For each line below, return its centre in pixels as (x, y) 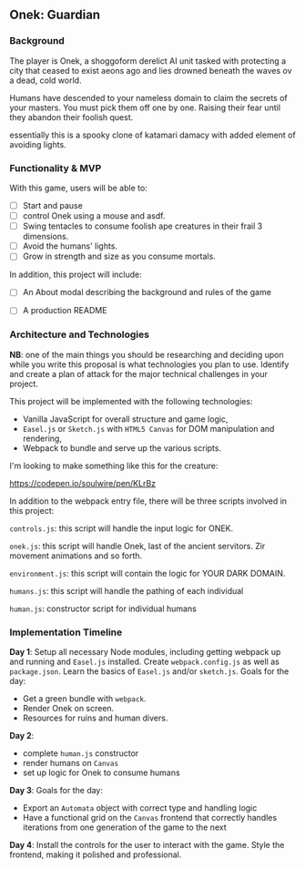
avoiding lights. (38, 144)
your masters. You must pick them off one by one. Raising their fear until (145, 107)
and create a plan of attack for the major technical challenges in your (139, 373)
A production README (65, 311)
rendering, (42, 438)
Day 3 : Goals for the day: (56, 791)
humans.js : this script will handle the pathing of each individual (127, 590)
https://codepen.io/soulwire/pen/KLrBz (83, 483)
